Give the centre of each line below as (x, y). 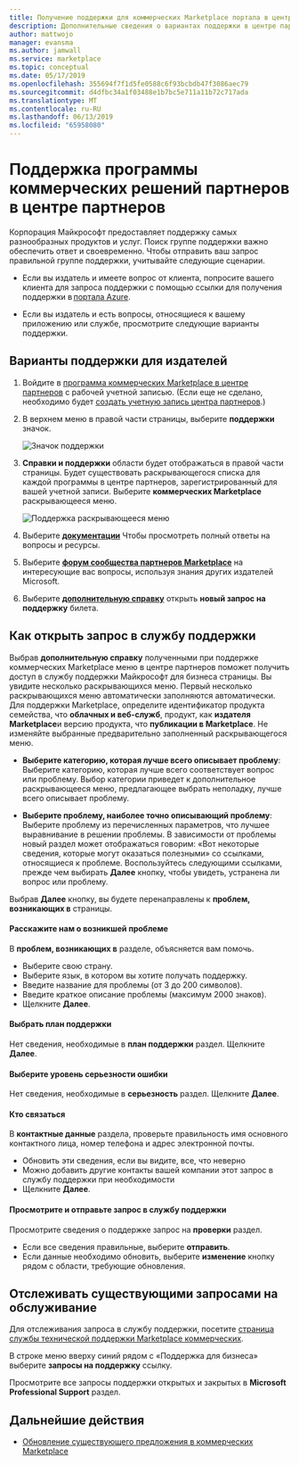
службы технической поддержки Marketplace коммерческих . (126, 1338)
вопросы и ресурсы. (61, 544)
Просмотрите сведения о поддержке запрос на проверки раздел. (136, 1229)
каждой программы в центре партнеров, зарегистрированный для (149, 482)
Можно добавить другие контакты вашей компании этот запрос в (148, 1171)
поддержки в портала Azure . (76, 296)
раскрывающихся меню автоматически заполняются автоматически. (142, 695)
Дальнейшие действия (77, 1420)
